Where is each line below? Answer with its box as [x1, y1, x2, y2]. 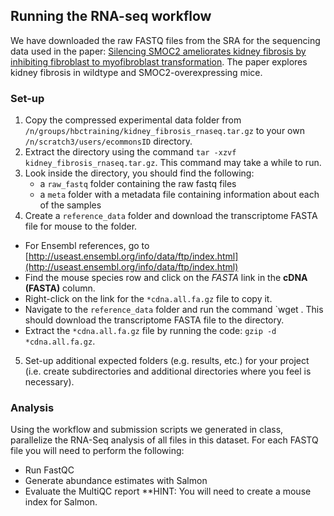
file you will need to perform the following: [10, 445, 185, 457]
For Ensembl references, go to [24, 240, 150, 252]
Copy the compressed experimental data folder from [24, 114, 242, 126]
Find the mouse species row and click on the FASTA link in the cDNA [24, 272, 308, 284]
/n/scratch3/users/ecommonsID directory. [24, 135, 193, 148]
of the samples [39, 199, 102, 211]
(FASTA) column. [24, 282, 96, 294]
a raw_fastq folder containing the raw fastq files [39, 178, 237, 190]
